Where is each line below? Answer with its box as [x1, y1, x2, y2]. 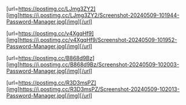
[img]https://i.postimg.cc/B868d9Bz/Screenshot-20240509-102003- [6, 61, 179, 68]
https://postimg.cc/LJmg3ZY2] [18, 5, 96, 12]
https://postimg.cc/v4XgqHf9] [18, 30, 94, 37]
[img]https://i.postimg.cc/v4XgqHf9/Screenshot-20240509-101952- [6, 36, 177, 43]
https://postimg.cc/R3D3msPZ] [18, 79, 97, 86]
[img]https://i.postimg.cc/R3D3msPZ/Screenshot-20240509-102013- [6, 86, 180, 93]
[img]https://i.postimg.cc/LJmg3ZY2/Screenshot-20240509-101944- [6, 12, 180, 19]
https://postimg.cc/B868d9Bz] [18, 55, 95, 61]
